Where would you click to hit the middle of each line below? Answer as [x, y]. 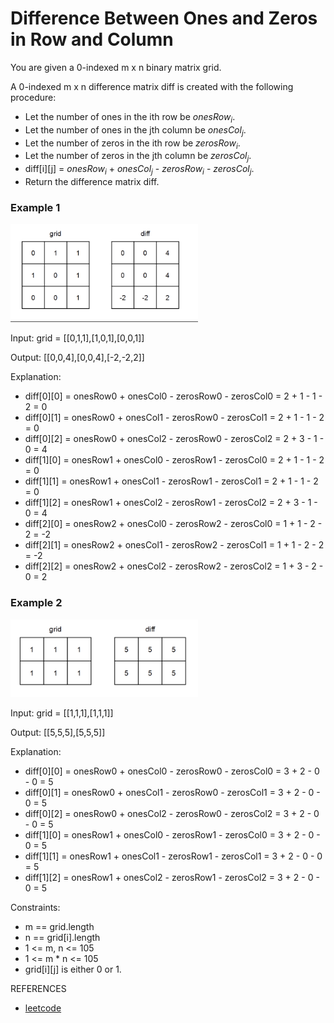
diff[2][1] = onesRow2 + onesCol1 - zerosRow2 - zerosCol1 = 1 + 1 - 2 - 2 [174, 545]
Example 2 [36, 603]
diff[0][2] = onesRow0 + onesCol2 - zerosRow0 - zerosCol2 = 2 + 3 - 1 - [174, 439]
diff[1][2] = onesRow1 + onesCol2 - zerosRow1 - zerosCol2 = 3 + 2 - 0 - [172, 878]
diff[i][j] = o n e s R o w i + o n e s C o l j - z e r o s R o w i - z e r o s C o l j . [139, 170]
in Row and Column [92, 39]
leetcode [43, 1008]
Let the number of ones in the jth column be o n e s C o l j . [135, 130]
